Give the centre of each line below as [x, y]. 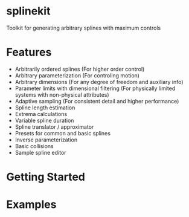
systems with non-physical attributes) [62, 94]
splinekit [28, 11]
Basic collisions [34, 146]
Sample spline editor [40, 152]
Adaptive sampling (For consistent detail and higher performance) [97, 101]
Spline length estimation [45, 108]
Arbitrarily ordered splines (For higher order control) [80, 69]
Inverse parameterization [46, 140]
